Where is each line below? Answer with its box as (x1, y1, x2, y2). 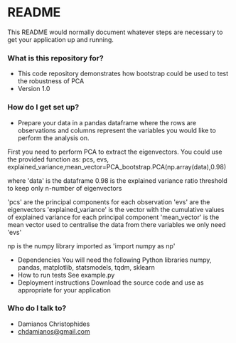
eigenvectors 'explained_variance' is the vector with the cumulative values (7, 205, 225, 213)
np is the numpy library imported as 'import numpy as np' (7, 241, 176, 250)
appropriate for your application (17, 285, 112, 294)
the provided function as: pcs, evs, (7, 154, 109, 164)
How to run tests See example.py (17, 270, 115, 279)
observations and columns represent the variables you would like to (17, 126, 217, 134)
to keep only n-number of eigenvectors (7, 184, 122, 192)
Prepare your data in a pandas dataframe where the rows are (17, 118, 197, 127)
